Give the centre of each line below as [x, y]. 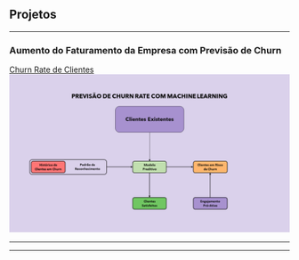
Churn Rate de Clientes [52, 69]
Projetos [33, 15]
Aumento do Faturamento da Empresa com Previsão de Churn [145, 50]
